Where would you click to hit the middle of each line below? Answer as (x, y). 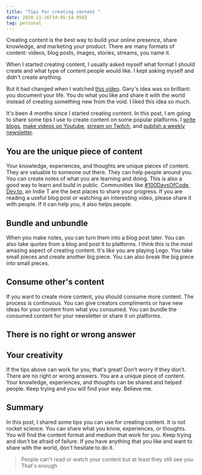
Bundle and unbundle (47, 223)
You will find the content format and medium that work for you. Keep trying (99, 435)
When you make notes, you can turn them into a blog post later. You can (96, 237)
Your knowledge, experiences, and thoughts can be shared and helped (94, 382)
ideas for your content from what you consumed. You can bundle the (92, 309)
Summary (25, 407)
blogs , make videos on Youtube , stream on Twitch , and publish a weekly (96, 126)
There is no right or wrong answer (71, 335)
